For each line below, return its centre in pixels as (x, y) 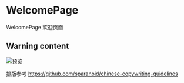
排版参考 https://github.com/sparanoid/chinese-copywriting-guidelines (92, 74)
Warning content (38, 46)
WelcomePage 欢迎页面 (35, 27)
